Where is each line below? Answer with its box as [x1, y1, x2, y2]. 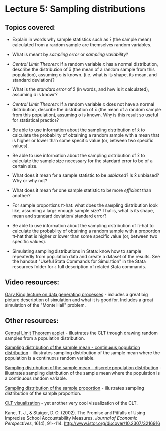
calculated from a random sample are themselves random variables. [12, 42, 152, 48]
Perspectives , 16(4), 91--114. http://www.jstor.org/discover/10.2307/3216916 [5, 420, 160, 426]
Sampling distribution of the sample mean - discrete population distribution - [5, 364, 162, 371]
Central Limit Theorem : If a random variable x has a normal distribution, [12, 61, 158, 67]
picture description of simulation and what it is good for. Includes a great [5, 297, 154, 303]
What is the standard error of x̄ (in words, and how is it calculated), [12, 86, 150, 92]
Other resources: [5, 317, 59, 325]
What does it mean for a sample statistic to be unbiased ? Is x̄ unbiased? [12, 172, 160, 178]
